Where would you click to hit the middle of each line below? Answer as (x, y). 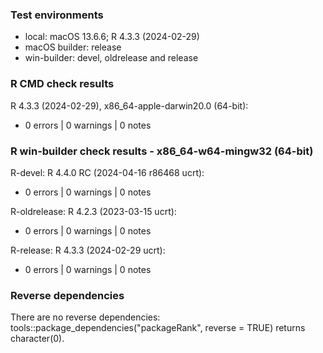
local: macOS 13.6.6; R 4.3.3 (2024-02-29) (112, 37)
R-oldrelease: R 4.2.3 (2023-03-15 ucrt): (93, 211)
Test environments (57, 15)
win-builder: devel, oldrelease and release (111, 58)
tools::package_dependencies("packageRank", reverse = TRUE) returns (158, 328)
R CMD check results (62, 84)
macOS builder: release (73, 47)
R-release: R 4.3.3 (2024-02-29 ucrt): (88, 250)
